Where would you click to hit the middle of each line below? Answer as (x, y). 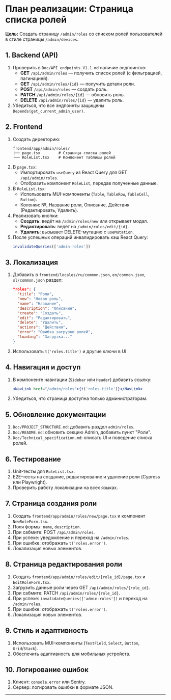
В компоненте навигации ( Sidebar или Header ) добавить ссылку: (82, 380)
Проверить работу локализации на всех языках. (65, 488)
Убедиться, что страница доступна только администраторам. (80, 398)
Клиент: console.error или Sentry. (49, 682)
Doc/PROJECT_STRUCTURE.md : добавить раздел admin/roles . (74, 427)
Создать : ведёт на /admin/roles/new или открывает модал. (84, 221)
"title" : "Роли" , (36, 294)
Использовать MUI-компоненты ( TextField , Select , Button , (76, 643)
